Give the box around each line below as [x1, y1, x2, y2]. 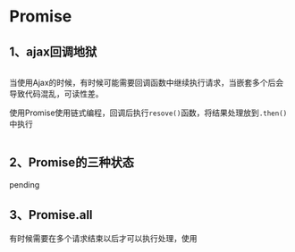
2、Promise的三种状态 [9, 155, 134, 171]
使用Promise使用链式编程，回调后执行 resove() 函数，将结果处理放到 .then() [9, 107, 288, 118]
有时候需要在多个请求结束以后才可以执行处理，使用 [9, 232, 198, 243]
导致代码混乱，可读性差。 [9, 88, 104, 99]
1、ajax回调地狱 [9, 44, 97, 59]
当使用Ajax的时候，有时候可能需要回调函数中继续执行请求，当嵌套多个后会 [9, 78, 284, 88]
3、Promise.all [9, 207, 93, 223]
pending [9, 179, 40, 189]
